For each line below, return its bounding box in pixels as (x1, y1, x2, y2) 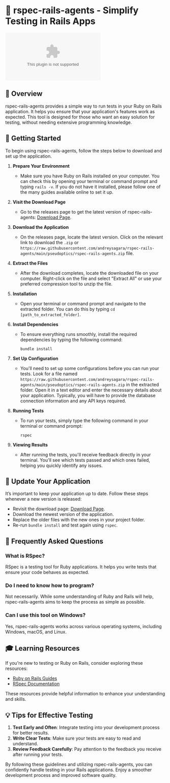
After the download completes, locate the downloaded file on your (20, 270, 159, 276)
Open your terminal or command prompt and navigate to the (20, 300, 146, 306)
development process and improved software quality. (5, 772, 117, 778)
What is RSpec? (5, 552, 45, 559)
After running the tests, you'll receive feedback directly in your (20, 451, 151, 458)
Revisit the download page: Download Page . (12, 506, 105, 512)
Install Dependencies (12, 321, 58, 327)
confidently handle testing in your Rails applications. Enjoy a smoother (5, 767, 152, 773)
